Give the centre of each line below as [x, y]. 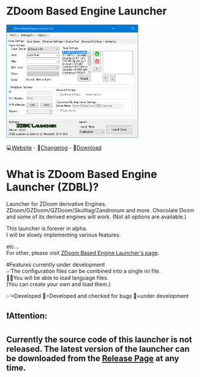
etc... [13, 246]
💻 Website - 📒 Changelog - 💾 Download [54, 147]
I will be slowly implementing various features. [64, 235]
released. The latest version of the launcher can [98, 349]
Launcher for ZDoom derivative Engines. [56, 204]
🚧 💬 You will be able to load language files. [58, 277]
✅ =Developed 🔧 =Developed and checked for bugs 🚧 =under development [98, 296]
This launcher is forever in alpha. [47, 228]
